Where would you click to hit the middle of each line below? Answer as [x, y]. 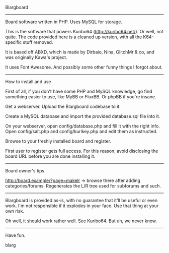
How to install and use [28, 82]
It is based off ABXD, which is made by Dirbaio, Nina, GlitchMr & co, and [80, 52]
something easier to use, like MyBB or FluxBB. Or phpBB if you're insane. [81, 97]
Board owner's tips [25, 171]
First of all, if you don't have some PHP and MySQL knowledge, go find [79, 91]
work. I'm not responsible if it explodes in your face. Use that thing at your [82, 206]
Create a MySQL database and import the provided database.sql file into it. [83, 116]
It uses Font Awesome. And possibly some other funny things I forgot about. [84, 67]
